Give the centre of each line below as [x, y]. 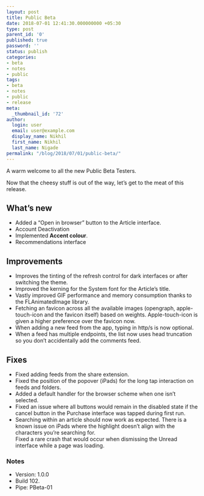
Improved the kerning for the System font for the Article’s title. [93, 289]
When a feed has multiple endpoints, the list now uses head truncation [104, 334]
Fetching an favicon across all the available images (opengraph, [95, 309]
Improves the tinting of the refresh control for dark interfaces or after [101, 276]
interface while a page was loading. [60, 445]
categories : [21, 57]
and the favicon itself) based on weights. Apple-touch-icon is [121, 315]
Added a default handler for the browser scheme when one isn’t [95, 394]
